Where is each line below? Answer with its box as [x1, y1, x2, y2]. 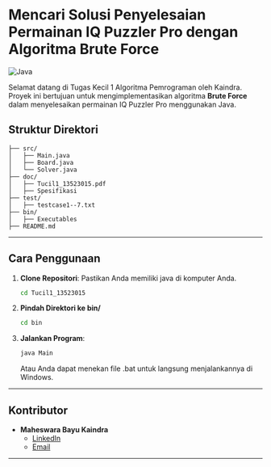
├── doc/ [8, 172, 38, 181]
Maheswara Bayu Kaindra [19, 425, 109, 434]
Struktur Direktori [8, 123, 98, 137]
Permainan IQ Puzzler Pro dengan [8, 23, 239, 41]
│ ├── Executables [8, 215, 78, 223]
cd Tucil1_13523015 [19, 288, 86, 297]
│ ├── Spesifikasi [8, 187, 78, 195]
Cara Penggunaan [8, 252, 101, 266]
